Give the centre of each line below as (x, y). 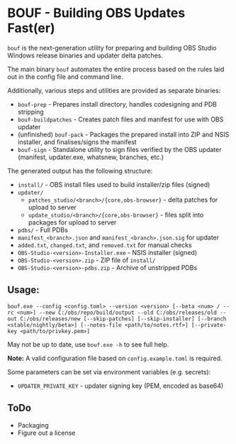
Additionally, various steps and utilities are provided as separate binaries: (114, 90)
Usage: (24, 290)
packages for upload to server (72, 222)
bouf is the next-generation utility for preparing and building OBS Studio (112, 48)
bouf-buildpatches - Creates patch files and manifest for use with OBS (120, 119)
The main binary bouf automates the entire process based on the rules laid (116, 69)
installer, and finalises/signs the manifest (77, 142)
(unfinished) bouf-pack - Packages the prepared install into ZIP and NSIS (123, 134)
